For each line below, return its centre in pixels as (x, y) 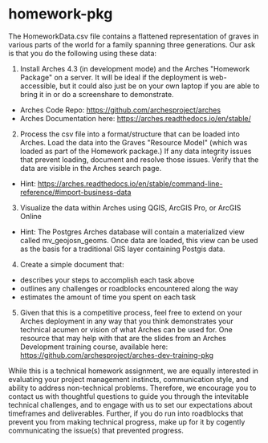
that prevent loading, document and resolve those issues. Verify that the (139, 159)
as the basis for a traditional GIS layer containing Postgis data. (122, 249)
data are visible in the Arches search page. (91, 168)
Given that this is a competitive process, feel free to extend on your (131, 312)
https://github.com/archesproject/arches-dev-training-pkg (117, 355)
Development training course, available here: (94, 347)
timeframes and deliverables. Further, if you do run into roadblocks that (126, 413)
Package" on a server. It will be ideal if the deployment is (114, 77)
